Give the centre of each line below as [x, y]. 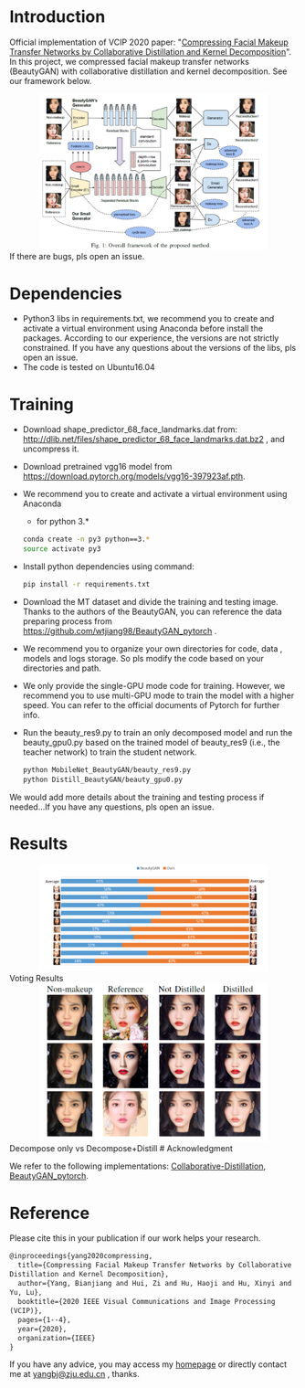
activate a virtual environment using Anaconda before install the [142, 328]
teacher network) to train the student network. [110, 752]
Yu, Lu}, [26, 1293]
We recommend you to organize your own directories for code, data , [152, 648]
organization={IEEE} [57, 1339]
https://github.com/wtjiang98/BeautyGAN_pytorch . [120, 630]
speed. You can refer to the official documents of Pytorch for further [151, 705]
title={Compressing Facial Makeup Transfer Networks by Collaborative [155, 1266]
